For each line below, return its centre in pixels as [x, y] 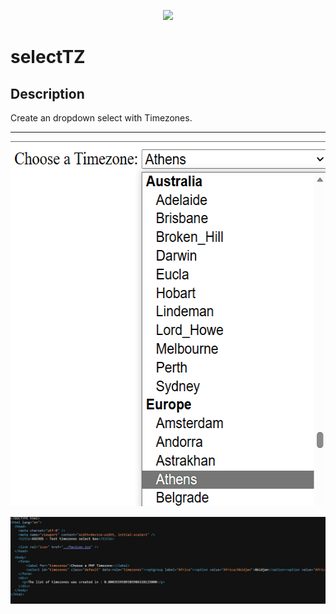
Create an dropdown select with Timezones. [101, 118]
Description [47, 93]
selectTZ [48, 57]
